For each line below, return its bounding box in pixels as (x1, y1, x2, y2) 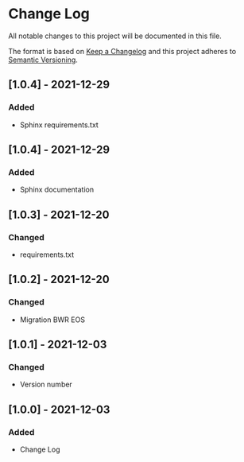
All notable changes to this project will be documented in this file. (8, 31, 223, 41)
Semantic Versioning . (8, 55, 78, 64)
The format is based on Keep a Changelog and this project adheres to (8, 46, 237, 56)
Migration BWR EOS (19, 315, 86, 324)
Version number (19, 379, 73, 390)
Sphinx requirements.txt (19, 120, 99, 130)
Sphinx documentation (19, 184, 94, 195)
